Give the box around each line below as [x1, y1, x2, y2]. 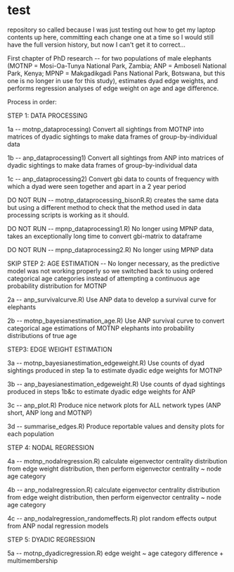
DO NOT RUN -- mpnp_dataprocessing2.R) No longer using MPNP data [7, 245, 214, 254]
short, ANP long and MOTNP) [7, 408, 93, 417]
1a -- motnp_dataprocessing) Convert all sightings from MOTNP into [7, 125, 204, 133]
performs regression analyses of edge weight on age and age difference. [7, 84, 219, 92]
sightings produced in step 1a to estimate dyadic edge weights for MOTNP [7, 366, 223, 375]
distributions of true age [7, 331, 77, 340]
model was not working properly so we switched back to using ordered [7, 266, 214, 275]
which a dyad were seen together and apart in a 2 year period [7, 182, 186, 190]
